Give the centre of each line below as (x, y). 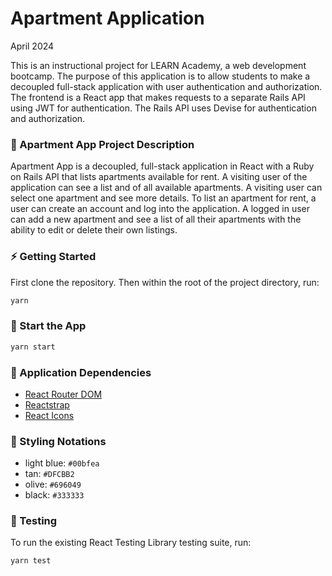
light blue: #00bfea (62, 463)
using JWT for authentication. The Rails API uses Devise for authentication (163, 108)
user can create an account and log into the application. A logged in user (160, 209)
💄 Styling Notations (58, 441)
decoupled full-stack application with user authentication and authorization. (166, 86)
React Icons (49, 415)
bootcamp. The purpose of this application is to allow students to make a (160, 76)
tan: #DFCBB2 (49, 474)
